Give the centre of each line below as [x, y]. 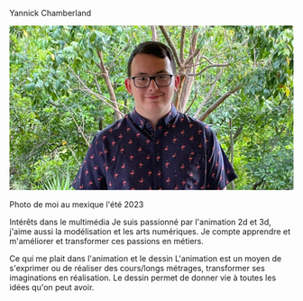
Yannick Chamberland [50, 13]
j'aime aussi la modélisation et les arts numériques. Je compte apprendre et [150, 231]
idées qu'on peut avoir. [52, 287]
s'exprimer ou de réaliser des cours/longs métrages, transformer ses [138, 268]
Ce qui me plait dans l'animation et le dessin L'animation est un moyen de [146, 258]
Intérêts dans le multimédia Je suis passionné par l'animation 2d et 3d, [141, 222]
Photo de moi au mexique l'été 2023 [77, 204]
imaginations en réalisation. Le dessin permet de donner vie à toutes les [143, 278]
